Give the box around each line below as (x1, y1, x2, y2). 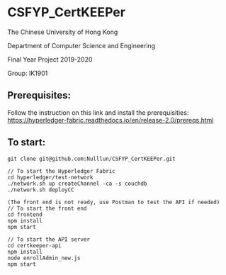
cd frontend (7, 211, 43, 218)
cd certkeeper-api (7, 242, 62, 249)
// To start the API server (7, 235, 91, 243)
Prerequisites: (7, 89, 71, 101)
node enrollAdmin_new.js (7, 254, 81, 262)
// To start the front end (7, 205, 87, 212)
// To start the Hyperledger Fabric (7, 167, 115, 174)
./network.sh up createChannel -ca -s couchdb (7, 180, 147, 187)
